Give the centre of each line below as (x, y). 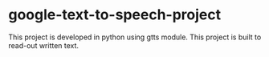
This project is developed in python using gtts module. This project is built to (135, 37)
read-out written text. (43, 45)
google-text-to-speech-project (115, 15)
